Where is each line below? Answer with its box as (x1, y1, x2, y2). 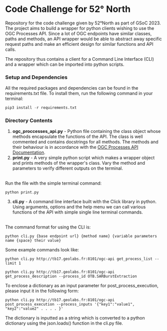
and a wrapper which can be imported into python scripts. (5, 61, 125, 67)
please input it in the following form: (5, 288, 79, 294)
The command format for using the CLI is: (5, 224, 91, 230)
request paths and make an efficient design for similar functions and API (5, 41, 154, 47)
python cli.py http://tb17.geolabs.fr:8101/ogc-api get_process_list (5, 256, 153, 262)
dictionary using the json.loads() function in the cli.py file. (5, 320, 123, 327)
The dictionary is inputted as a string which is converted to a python (5, 315, 145, 321)
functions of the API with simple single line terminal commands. (12, 209, 143, 215)
